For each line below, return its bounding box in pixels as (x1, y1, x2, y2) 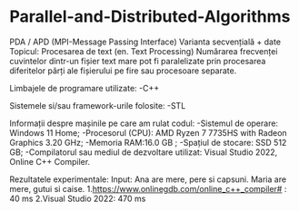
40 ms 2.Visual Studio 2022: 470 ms (9, 193, 146, 204)
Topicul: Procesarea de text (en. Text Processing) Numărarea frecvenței (9, 45, 278, 56)
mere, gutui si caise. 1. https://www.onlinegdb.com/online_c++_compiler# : (9, 183, 287, 194)
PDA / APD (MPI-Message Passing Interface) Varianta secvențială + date (9, 36, 282, 47)
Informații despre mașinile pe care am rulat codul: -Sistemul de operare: (9, 118, 279, 129)
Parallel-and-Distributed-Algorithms (9, 6, 291, 27)
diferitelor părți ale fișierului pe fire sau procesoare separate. (9, 65, 237, 76)
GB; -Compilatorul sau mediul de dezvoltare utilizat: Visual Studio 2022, (9, 147, 278, 158)
